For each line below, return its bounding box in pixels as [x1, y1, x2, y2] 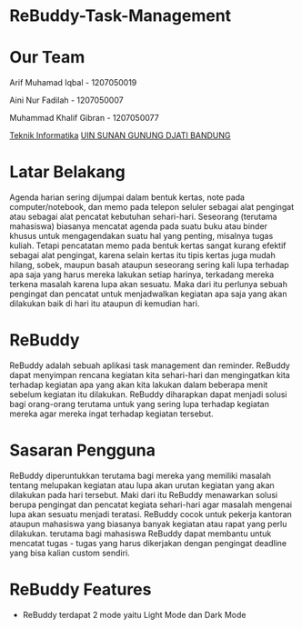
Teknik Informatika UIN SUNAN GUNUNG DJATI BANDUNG [9, 130, 231, 141]
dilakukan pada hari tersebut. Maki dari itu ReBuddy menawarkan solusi [9, 489, 278, 500]
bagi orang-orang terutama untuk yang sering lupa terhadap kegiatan [9, 399, 270, 409]
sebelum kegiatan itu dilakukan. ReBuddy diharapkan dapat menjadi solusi [9, 389, 287, 400]
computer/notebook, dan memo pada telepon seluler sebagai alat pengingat [9, 202, 294, 213]
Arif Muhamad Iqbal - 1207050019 [9, 77, 137, 88]
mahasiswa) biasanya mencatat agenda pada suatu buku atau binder [9, 221, 268, 232]
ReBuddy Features [9, 579, 152, 600]
